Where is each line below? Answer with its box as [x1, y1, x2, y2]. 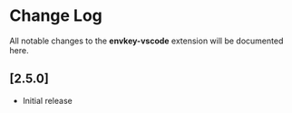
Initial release [22, 95, 73, 106]
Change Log [9, 5, 102, 26]
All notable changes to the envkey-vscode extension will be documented [9, 35, 284, 46]
